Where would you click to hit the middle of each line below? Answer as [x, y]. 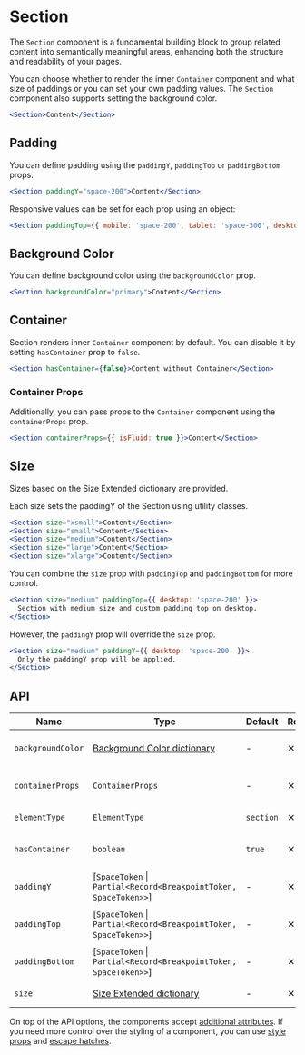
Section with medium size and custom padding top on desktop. [138, 608]
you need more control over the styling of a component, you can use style [148, 1031]
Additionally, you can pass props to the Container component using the [143, 412]
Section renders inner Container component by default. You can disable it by [152, 342]
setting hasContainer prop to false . [75, 352]
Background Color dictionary [154, 749]
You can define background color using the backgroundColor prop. [133, 275]
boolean [109, 850]
